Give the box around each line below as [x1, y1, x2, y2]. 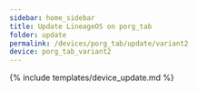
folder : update [9, 30, 67, 39]
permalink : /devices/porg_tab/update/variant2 [9, 38, 189, 48]
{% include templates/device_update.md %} [9, 72, 175, 83]
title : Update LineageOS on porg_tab [9, 22, 153, 31]
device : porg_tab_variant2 [9, 47, 112, 56]
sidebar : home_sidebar [9, 13, 95, 23]
